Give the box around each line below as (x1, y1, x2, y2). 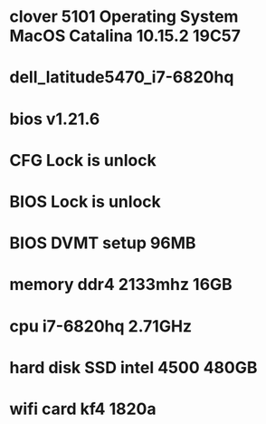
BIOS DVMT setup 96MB (9, 233, 196, 254)
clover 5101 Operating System (9, 6, 239, 27)
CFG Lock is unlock (9, 149, 157, 170)
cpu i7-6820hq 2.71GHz (9, 315, 193, 336)
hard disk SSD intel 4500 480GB (9, 357, 258, 378)
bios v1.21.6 (9, 109, 100, 129)
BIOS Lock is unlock (9, 191, 161, 212)
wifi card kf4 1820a (9, 399, 157, 419)
